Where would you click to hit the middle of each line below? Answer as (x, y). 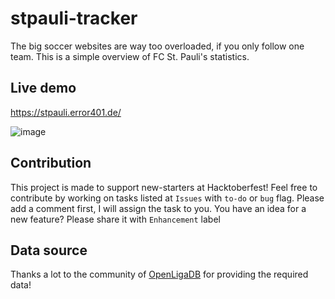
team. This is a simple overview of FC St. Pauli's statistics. (130, 56)
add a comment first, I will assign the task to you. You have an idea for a (158, 208)
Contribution (51, 163)
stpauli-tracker (74, 18)
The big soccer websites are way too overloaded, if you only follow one (157, 46)
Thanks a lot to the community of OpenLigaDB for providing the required (159, 274)
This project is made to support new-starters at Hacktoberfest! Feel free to (164, 187)
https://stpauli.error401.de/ (66, 112)
